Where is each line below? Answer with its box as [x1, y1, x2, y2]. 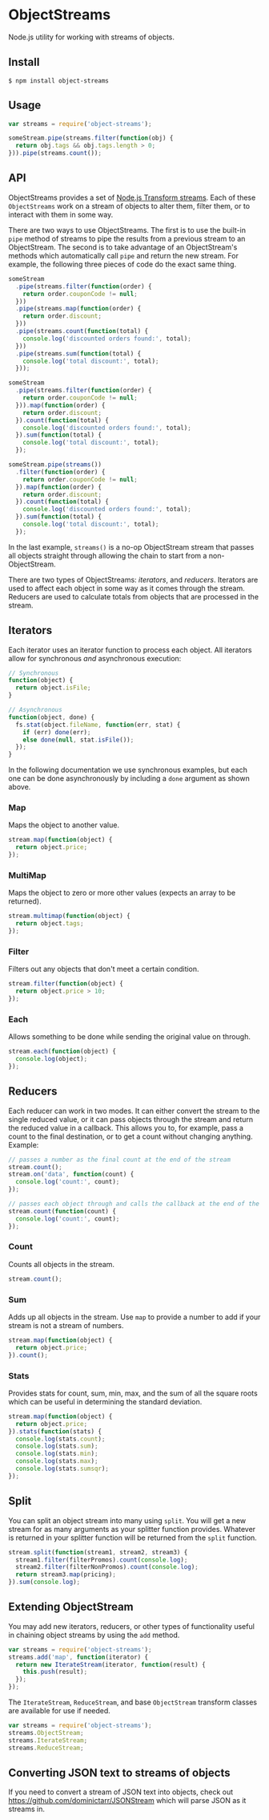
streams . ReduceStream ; [8, 1744, 84, 1752]
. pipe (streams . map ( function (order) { [15, 305, 142, 313]
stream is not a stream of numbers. [8, 1321, 124, 1330]
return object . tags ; [15, 920, 84, 928]
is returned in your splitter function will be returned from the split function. [8, 1533, 258, 1542]
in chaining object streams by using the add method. [8, 1630, 180, 1639]
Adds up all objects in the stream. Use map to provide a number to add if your [8, 1312, 261, 1322]
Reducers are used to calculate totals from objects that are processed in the [8, 591, 259, 601]
